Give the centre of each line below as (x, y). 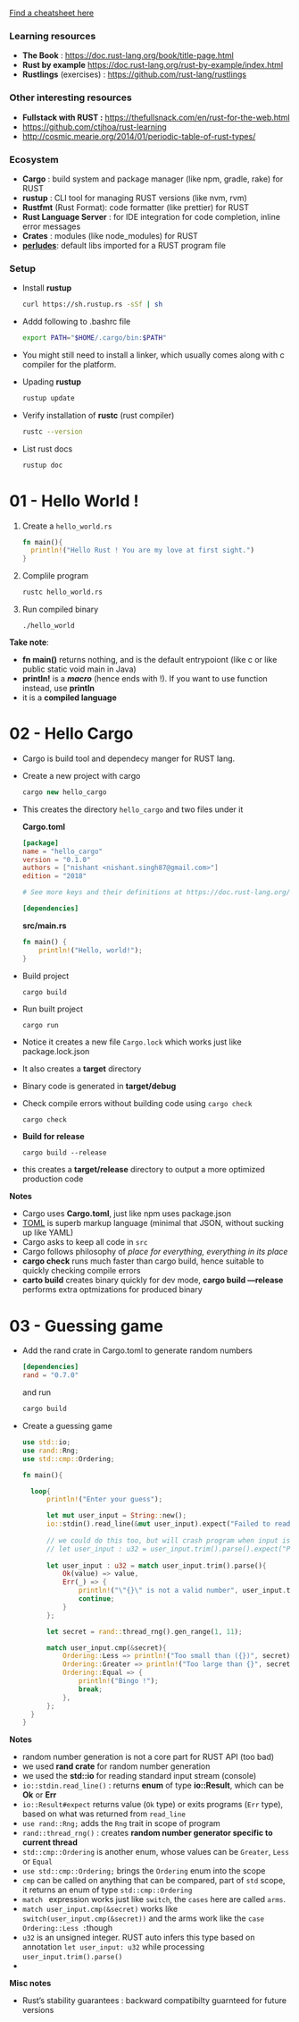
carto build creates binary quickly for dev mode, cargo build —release (153, 1280)
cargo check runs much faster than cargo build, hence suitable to (143, 1261)
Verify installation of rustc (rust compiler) (98, 415)
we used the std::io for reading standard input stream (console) (139, 1776)
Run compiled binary (60, 609)
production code (53, 1179)
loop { (41, 1491)
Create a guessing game (67, 1426)
